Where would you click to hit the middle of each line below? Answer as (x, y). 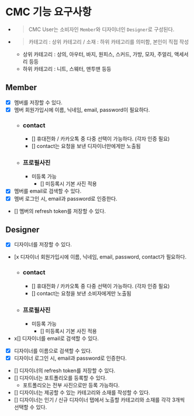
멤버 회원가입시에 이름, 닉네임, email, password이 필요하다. (82, 109)
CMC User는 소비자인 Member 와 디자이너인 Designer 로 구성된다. (101, 29)
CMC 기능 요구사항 (49, 12)
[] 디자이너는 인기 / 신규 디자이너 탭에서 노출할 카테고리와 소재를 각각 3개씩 (99, 400)
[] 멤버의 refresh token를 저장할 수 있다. (60, 211)
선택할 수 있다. (30, 407)
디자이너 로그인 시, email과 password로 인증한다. (70, 358)
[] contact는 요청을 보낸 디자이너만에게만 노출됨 (86, 146)
